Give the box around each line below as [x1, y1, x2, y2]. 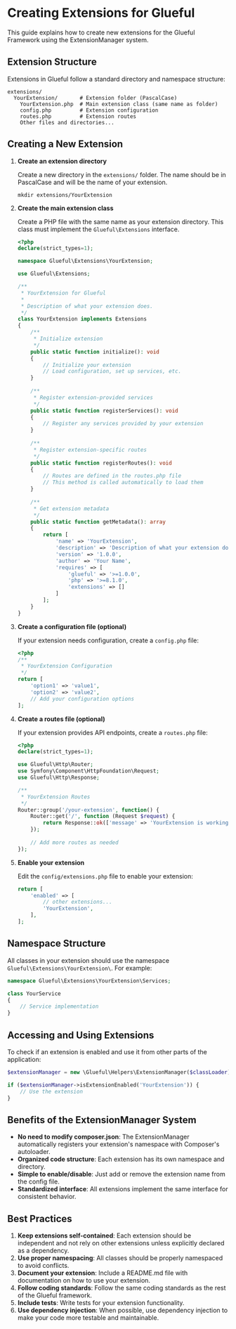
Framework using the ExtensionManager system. [7, 35, 149, 44]
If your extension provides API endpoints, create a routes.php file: [17, 728, 209, 737]
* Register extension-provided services [33, 394, 153, 401]
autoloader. [17, 1148, 51, 1156]
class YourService [7, 990, 61, 997]
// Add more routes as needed [30, 838, 119, 846]
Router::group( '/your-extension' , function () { [17, 806, 159, 813]
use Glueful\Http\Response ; [17, 774, 100, 782]
